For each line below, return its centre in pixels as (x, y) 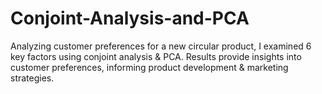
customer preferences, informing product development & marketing (149, 67)
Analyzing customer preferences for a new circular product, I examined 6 (161, 46)
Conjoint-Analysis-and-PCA (130, 18)
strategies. (32, 78)
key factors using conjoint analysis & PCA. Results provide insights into (156, 56)
